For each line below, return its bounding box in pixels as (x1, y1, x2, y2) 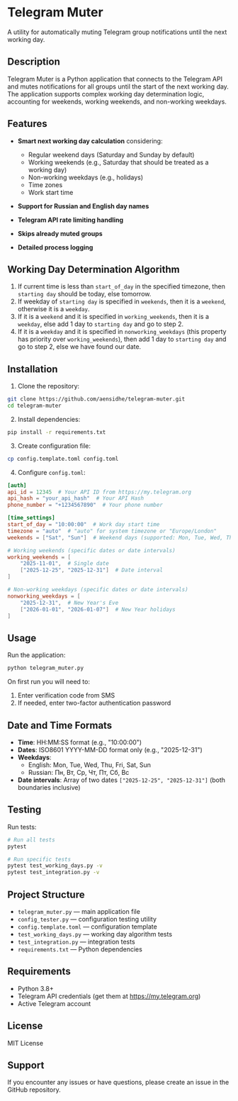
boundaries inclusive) (17, 783, 81, 791)
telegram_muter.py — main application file (17, 907, 140, 915)
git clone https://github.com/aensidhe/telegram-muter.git (7, 396, 186, 403)
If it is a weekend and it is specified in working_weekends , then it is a (17, 313, 210, 321)
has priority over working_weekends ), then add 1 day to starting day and (17, 335, 227, 344)
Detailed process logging (17, 242, 93, 252)
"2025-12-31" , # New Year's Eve (20, 599, 119, 606)
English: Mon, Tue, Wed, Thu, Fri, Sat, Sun (28, 760, 151, 769)
